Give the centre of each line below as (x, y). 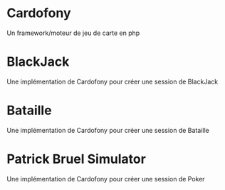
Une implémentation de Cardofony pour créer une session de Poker (106, 179)
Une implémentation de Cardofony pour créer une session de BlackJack (112, 81)
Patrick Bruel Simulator (77, 159)
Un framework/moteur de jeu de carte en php (73, 33)
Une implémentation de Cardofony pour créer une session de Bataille (108, 130)
